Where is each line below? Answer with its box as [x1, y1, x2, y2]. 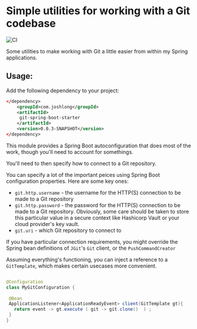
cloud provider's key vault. [14, 220, 80, 227]
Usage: [6, 71, 34, 81]
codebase [6, 17, 56, 30]
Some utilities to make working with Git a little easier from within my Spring [6, 47, 188, 54]
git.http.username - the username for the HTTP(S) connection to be [14, 189, 181, 196]
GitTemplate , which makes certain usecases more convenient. [6, 262, 157, 269]
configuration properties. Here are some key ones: [6, 178, 129, 185]
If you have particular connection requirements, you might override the [6, 238, 178, 245]
